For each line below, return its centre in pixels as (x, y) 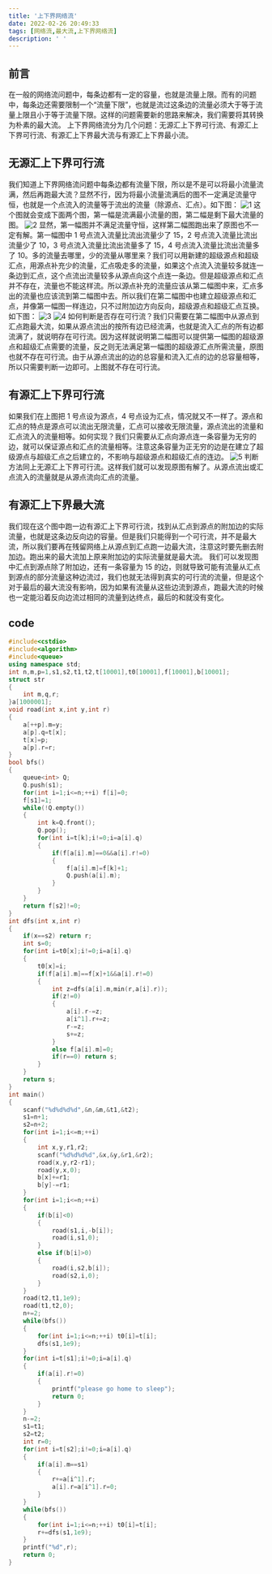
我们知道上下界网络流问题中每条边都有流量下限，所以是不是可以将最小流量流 (136, 184)
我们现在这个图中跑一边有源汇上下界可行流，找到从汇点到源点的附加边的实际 (136, 526)
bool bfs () (27, 763)
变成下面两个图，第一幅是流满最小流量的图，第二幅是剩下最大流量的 (150, 214)
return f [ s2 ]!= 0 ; (52, 906)
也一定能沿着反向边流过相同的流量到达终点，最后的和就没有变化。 (118, 597)
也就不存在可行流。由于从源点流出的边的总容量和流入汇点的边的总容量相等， (136, 356)
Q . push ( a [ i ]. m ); (93, 876)
